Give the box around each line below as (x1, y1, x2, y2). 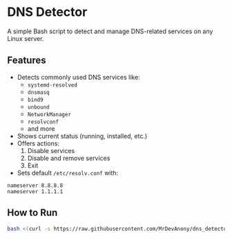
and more (27, 124, 55, 132)
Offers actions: (17, 139, 60, 148)
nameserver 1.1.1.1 (7, 188, 64, 195)
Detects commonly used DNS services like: (17, 73, 140, 81)
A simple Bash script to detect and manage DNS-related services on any (7, 27, 213, 35)
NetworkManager (27, 111, 71, 118)
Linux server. (7, 34, 44, 42)
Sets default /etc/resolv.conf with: (17, 168, 119, 177)
